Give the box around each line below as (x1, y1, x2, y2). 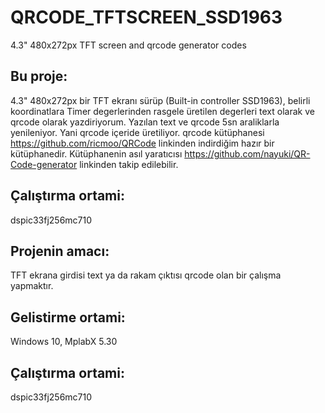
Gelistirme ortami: (10, 309, 126, 326)
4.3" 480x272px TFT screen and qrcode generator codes (10, 39, 247, 51)
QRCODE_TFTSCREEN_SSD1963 (10, 6, 283, 29)
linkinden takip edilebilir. (79, 158, 179, 170)
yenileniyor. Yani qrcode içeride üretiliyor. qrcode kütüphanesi (10, 126, 265, 138)
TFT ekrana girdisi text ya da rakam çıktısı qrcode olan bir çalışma (10, 269, 282, 281)
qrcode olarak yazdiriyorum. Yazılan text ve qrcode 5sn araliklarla (10, 116, 280, 128)
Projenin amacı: (10, 242, 110, 260)
